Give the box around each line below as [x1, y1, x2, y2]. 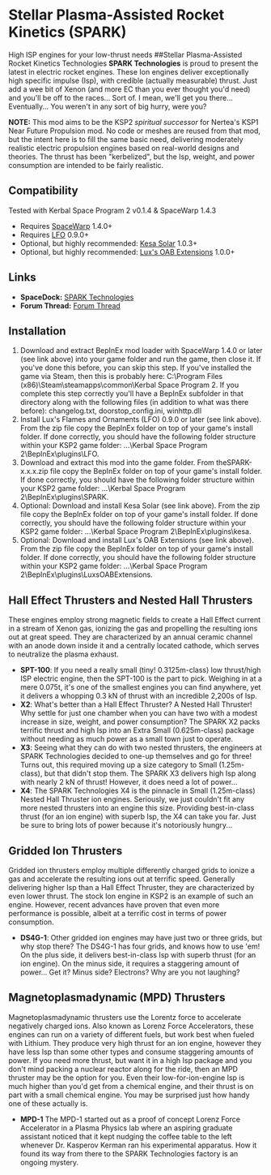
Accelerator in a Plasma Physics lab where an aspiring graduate [19, 1122, 233, 1133]
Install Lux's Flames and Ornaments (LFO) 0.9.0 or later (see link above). [19, 415, 262, 424]
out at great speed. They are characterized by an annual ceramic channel [8, 632, 253, 642]
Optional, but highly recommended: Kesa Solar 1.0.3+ [19, 238, 198, 248]
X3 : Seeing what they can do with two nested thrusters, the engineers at [19, 742, 263, 752]
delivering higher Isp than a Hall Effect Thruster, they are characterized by [8, 883, 255, 892]
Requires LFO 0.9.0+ [19, 230, 89, 239]
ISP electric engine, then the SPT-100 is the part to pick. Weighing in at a [19, 674, 263, 683]
